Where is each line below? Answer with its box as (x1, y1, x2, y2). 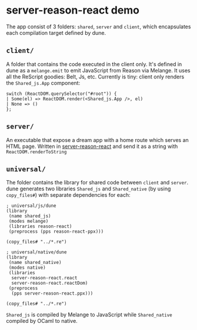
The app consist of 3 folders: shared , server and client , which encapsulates (6, 23, 191, 30)
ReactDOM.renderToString (6, 148, 67, 155)
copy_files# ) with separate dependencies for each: (6, 192, 131, 199)
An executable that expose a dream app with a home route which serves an (6, 136, 189, 143)
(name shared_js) (8, 213, 51, 219)
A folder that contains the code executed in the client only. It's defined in (6, 60, 182, 68)
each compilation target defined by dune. (6, 29, 106, 36)
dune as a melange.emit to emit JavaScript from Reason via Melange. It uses (6, 67, 191, 74)
